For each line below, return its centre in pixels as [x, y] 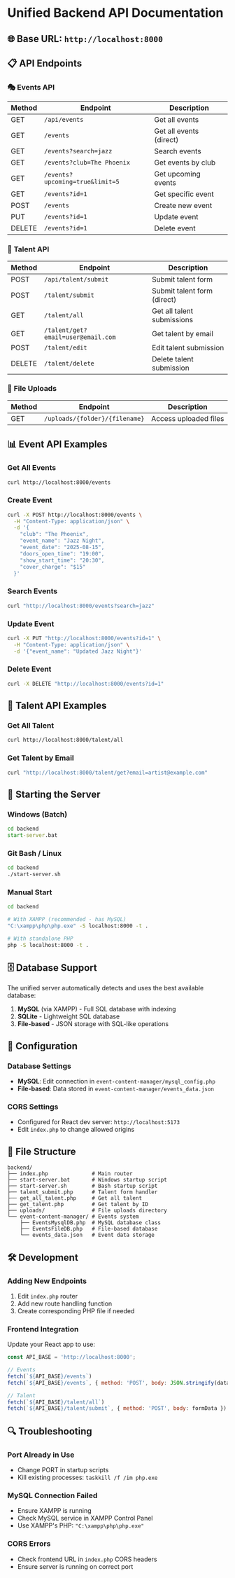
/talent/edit [66, 347]
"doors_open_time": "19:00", [62, 554]
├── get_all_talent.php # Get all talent [74, 1198]
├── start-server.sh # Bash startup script [83, 1186]
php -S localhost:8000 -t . [48, 945]
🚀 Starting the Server [54, 794]
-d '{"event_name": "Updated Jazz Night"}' [78, 651]
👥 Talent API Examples [57, 706]
